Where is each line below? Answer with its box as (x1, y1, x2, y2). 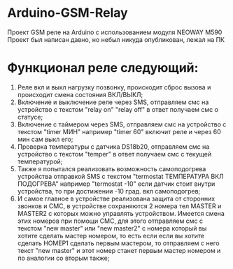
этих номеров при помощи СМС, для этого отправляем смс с (17, 217, 204, 225)
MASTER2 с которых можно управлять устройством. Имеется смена (17, 209, 225, 217)
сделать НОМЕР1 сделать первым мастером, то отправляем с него (17, 239, 220, 247)
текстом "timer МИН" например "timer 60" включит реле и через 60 (17, 127, 222, 136)
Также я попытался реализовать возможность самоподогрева (17, 164, 206, 173)
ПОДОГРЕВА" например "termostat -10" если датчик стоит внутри (17, 180, 216, 188)
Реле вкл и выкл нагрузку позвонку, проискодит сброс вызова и (17, 82, 211, 92)
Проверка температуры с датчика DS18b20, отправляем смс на (17, 142, 210, 151)
